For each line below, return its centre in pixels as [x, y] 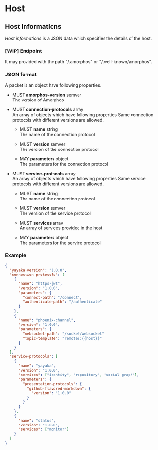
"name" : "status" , [37, 420]
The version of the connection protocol [59, 149]
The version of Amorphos [38, 100]
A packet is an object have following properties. [53, 85]
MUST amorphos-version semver [47, 95]
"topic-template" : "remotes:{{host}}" [62, 338]
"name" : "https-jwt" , [40, 284]
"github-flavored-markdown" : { [59, 388]
